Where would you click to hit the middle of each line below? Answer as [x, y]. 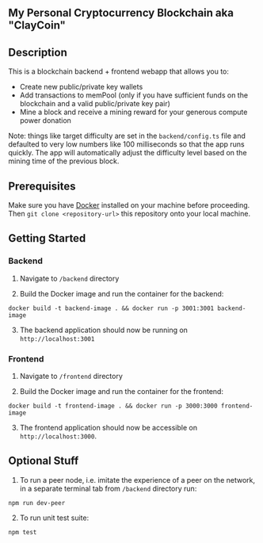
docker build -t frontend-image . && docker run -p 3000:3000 [113, 406]
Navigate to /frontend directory [71, 376]
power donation [45, 120]
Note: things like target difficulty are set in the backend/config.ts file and [127, 136]
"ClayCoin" [37, 26]
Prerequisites [42, 186]
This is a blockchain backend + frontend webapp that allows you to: [119, 71]
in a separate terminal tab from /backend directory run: [108, 488]
